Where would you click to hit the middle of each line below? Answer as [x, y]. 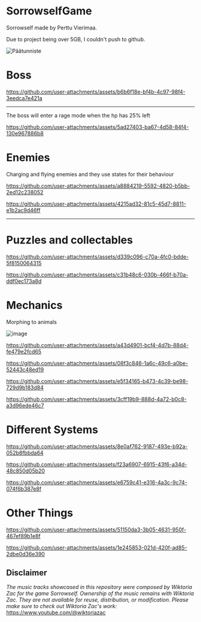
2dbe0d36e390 [25, 554]
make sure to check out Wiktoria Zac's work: [62, 606]
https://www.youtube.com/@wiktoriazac [56, 612]
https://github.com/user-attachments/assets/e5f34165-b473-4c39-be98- [97, 381]
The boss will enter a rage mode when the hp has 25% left [78, 115]
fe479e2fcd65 [24, 351]
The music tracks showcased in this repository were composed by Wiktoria [99, 587]
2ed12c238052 [25, 192]
